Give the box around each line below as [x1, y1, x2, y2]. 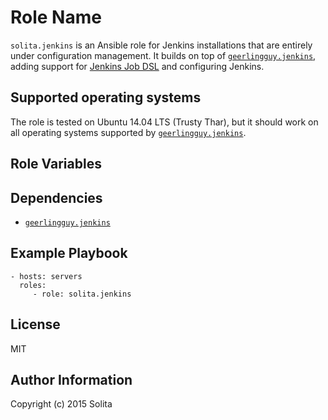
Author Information [10, 371, 133, 388]
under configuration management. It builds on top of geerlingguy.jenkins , [10, 49, 317, 61]
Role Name [10, 6, 102, 29]
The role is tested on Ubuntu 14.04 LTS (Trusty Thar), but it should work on [10, 116, 319, 128]
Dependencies [10, 189, 103, 206]
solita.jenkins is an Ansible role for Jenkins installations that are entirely [10, 39, 313, 51]
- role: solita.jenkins [32, 289, 132, 299]
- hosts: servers [10, 271, 83, 281]
